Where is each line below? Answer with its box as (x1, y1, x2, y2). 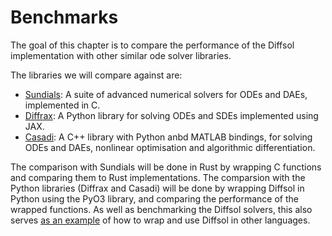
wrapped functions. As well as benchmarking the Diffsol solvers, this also (10, 203, 313, 215)
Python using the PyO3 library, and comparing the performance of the (10, 192, 299, 205)
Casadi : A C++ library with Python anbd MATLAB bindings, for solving (24, 131, 313, 143)
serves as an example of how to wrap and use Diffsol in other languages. (10, 214, 311, 226)
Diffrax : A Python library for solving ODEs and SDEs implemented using (24, 109, 319, 121)
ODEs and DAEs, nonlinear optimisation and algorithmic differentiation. (24, 141, 316, 153)
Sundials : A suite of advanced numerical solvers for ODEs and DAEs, (24, 88, 308, 100)
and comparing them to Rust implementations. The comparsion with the (10, 171, 306, 183)
